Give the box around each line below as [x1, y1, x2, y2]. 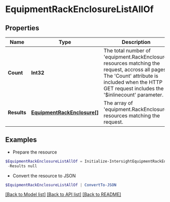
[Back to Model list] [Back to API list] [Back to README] [5, 191, 121, 197]
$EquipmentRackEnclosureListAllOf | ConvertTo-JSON [5, 182, 116, 187]
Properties [5, 24, 39, 32]
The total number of [103, 47, 151, 54]
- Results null [7, 163, 37, 169]
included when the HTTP [103, 79, 163, 85]
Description [121, 39, 151, 45]
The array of [103, 99, 133, 107]
